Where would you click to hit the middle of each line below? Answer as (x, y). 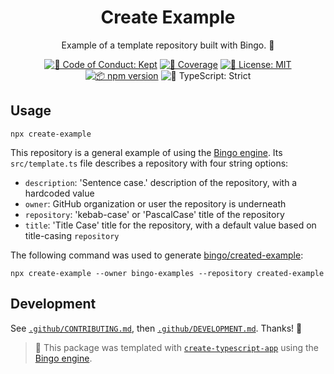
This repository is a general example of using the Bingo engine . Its (146, 152)
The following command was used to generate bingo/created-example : (157, 255)
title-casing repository (72, 235)
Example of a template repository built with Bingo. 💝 (168, 45)
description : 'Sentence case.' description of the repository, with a (161, 182)
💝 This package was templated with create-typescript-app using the (177, 347)
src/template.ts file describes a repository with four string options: (149, 163)
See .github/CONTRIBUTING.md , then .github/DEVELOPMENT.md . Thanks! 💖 (156, 328)
